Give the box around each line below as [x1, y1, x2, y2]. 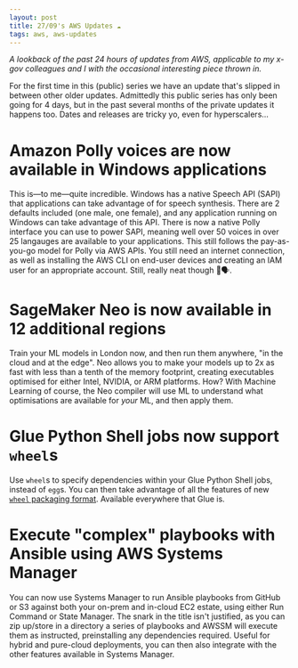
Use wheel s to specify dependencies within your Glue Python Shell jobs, [9, 475, 273, 485]
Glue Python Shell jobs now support [9, 427, 280, 446]
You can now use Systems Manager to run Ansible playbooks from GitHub [9, 592, 281, 603]
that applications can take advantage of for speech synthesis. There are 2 [9, 198, 280, 209]
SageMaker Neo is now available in [9, 299, 272, 320]
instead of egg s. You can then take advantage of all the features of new [9, 485, 270, 495]
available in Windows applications [9, 159, 267, 179]
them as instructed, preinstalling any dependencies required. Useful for [9, 630, 270, 641]
